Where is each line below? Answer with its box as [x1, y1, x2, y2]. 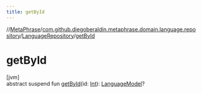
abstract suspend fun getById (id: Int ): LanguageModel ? [6, 80, 145, 87]
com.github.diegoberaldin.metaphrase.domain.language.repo [42, 26, 196, 33]
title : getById [6, 9, 45, 15]
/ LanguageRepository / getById [20, 32, 96, 40]
